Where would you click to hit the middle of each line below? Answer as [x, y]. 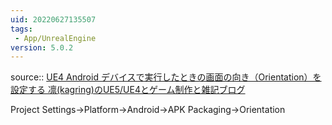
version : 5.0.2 [42, 47]
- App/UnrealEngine [55, 38]
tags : [21, 29]
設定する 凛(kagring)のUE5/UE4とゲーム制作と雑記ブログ [128, 90]
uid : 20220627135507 [53, 19]
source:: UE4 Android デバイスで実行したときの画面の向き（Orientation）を [166, 77]
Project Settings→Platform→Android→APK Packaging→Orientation [148, 110]
